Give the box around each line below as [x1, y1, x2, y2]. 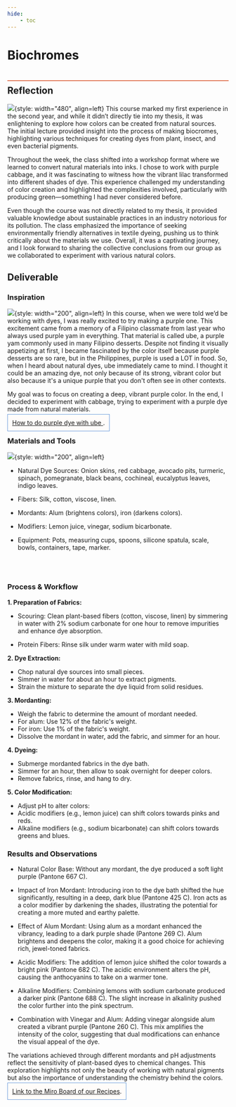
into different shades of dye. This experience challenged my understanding [7, 177, 225, 186]
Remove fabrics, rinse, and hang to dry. [17, 774, 132, 782]
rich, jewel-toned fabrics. [17, 945, 91, 953]
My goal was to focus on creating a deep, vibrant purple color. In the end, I [7, 390, 223, 399]
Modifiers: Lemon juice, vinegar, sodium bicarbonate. [17, 522, 172, 531]
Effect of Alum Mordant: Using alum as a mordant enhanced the [17, 922, 202, 931]
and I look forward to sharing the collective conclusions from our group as [7, 243, 222, 252]
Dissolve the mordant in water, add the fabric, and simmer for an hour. [17, 732, 221, 740]
